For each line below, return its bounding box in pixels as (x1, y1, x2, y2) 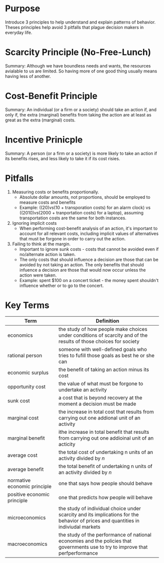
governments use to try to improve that (58, 543, 148, 550)
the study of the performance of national (58, 531, 152, 538)
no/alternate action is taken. (19, 251, 76, 257)
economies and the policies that (58, 537, 132, 544)
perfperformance (58, 549, 99, 556)
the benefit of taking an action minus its (58, 366, 149, 373)
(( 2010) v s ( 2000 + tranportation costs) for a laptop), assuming (19, 210, 144, 215)
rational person (7, 352, 42, 359)
